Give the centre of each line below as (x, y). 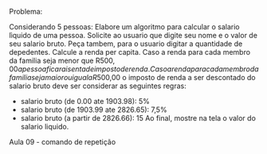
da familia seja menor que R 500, (62, 60)
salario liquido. (45, 127)
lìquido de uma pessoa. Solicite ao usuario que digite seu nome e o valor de (133, 35)
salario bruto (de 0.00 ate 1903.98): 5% (85, 101)
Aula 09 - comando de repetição (63, 142)
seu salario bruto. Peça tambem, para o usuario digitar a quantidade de (126, 44)
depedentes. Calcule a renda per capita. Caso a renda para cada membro (130, 52)
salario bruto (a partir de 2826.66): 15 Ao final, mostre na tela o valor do (138, 118)
